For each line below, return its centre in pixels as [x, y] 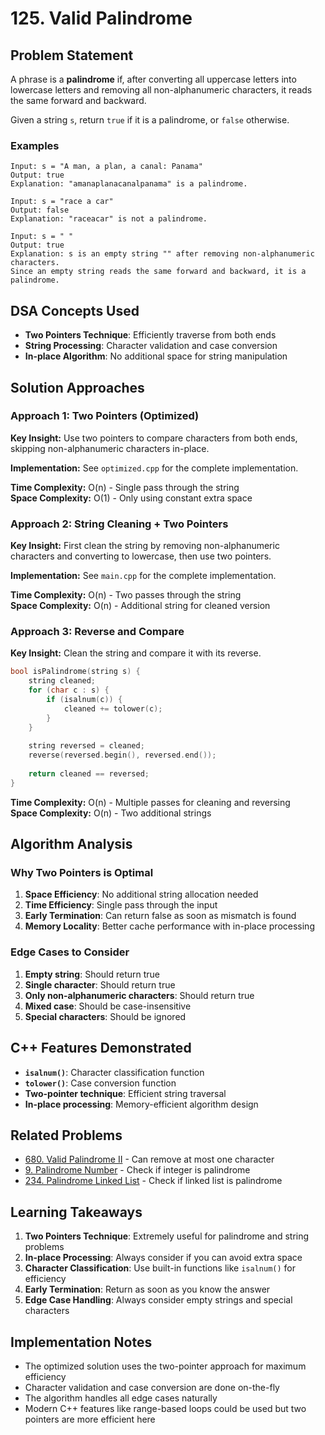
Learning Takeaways [76, 1212]
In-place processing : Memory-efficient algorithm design [141, 1104]
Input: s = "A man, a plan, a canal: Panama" [106, 167]
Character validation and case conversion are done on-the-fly [152, 1387]
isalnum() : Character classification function [114, 1072]
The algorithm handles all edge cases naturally [121, 1398]
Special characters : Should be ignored [105, 1016]
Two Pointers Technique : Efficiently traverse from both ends [150, 335]
